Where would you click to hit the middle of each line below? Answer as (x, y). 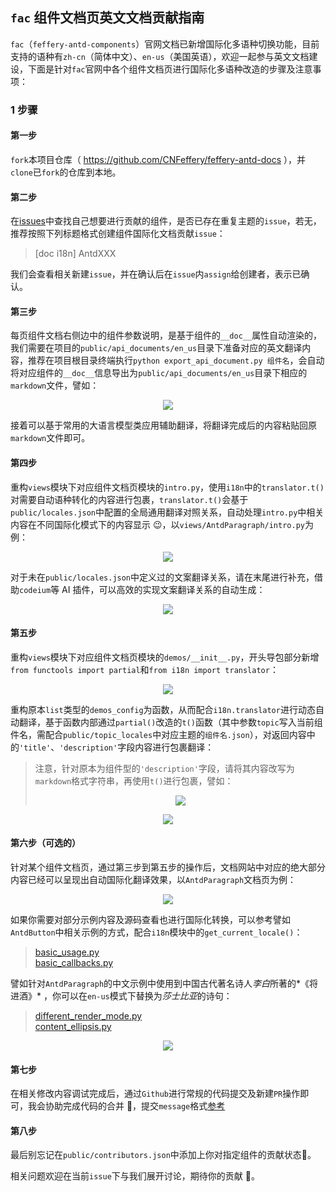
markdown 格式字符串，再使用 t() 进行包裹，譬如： (134, 780)
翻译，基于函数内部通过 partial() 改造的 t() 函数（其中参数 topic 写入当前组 (170, 722)
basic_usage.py (67, 952)
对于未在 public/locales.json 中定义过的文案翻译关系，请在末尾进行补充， (162, 577)
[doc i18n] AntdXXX (75, 254)
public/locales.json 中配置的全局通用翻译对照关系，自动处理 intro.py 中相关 (167, 512)
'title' (35, 748)
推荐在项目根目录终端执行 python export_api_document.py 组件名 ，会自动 (176, 360)
